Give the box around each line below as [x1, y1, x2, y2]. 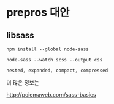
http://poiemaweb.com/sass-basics [6, 91, 96, 98]
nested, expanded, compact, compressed [6, 68, 108, 74]
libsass [6, 30, 35, 40]
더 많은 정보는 [6, 79, 40, 86]
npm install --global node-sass [6, 46, 89, 52]
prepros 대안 [6, 5, 70, 19]
